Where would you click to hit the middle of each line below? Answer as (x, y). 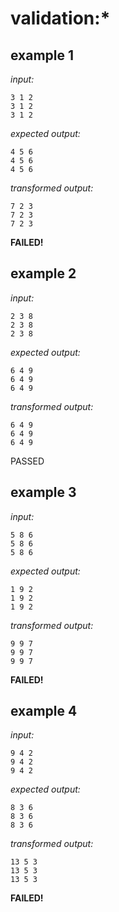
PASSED (27, 461)
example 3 (43, 492)
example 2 (43, 273)
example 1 (42, 55)
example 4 (44, 711)
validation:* (60, 18)
